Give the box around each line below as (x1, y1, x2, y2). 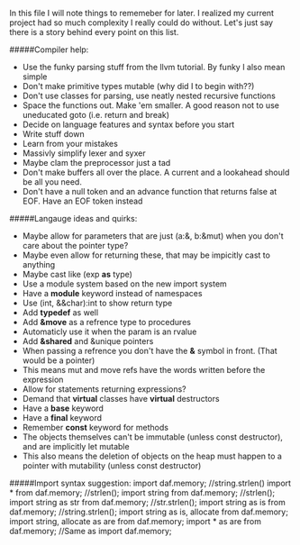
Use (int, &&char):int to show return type (22, 297, 173, 308)
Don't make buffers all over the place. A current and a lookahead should (22, 167, 290, 177)
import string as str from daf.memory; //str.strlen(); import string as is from (9, 497, 286, 507)
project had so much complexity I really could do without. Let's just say (9, 17, 273, 28)
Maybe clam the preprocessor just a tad (22, 158, 171, 168)
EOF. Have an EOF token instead (22, 195, 143, 206)
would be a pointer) (22, 355, 95, 366)
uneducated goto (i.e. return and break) (22, 110, 169, 120)
